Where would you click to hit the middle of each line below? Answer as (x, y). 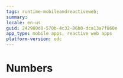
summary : (17, 17)
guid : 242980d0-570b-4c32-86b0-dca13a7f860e (62, 28)
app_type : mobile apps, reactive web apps (59, 34)
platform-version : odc (34, 39)
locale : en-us (24, 22)
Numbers (30, 68)
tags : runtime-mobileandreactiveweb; (53, 12)
